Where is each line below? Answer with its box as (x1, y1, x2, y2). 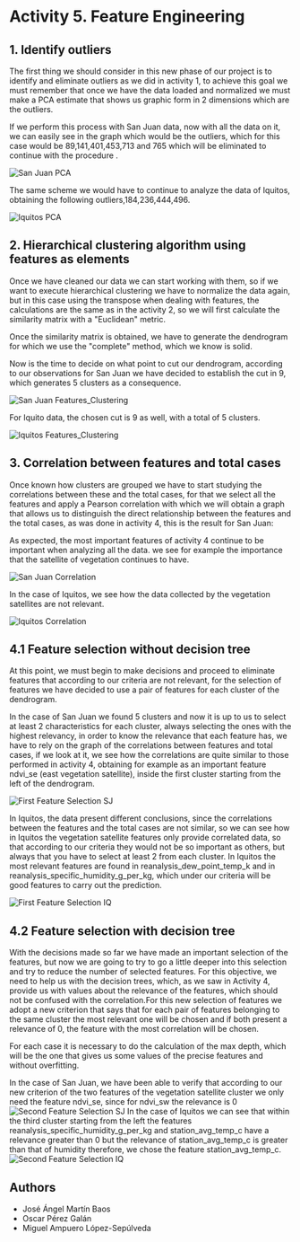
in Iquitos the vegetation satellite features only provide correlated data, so (9, 832, 281, 843)
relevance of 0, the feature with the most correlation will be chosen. (9, 1024, 260, 1035)
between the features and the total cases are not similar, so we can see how (9, 823, 290, 833)
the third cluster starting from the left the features (9, 1115, 193, 1126)
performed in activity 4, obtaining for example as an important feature (9, 759, 267, 770)
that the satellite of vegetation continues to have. (9, 554, 190, 565)
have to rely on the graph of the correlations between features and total (9, 740, 273, 751)
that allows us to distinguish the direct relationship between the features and (9, 507, 292, 518)
